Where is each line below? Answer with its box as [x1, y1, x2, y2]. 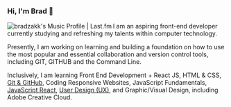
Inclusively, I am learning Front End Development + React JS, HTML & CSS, [7, 71, 222, 79]
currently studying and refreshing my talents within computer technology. [7, 29, 217, 38]
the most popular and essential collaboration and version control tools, [7, 50, 209, 58]
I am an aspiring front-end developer [112, 22, 218, 31]
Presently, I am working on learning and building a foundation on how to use [7, 43, 225, 51]
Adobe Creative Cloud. [7, 93, 73, 101]
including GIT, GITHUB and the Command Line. [7, 58, 142, 66]
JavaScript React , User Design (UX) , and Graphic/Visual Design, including [7, 86, 219, 94]
